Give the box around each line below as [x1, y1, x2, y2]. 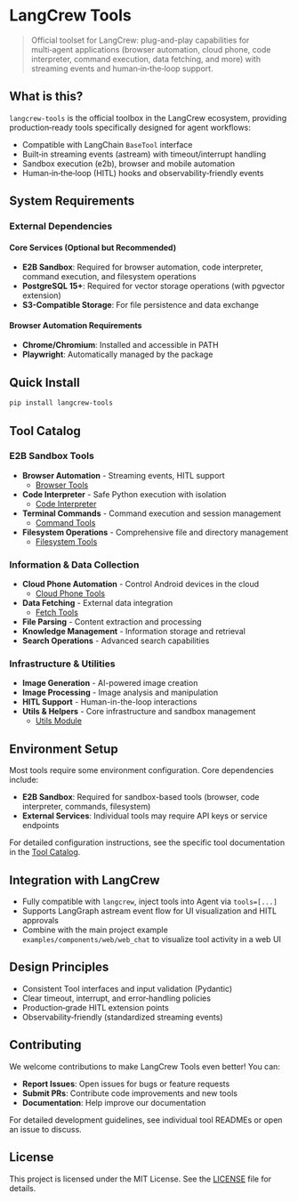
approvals [21, 915, 60, 926]
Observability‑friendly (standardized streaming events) [21, 1012, 223, 1022]
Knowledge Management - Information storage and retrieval [21, 626, 246, 637]
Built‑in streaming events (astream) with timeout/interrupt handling [21, 149, 267, 159]
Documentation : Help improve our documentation [21, 1097, 206, 1108]
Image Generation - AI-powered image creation [21, 678, 198, 689]
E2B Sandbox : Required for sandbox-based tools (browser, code [21, 792, 260, 802]
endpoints [21, 820, 60, 831]
